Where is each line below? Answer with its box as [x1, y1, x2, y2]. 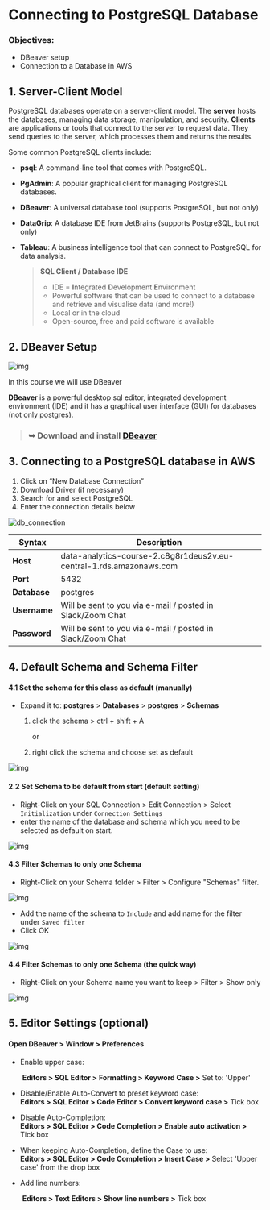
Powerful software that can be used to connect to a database [51, 291, 256, 301]
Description [136, 536, 182, 547]
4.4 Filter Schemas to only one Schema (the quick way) [8, 959, 197, 969]
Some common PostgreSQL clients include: [8, 148, 152, 157]
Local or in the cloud [51, 308, 121, 318]
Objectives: [8, 35, 55, 46]
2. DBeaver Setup [8, 340, 98, 354]
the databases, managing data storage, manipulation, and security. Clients [8, 114, 256, 124]
